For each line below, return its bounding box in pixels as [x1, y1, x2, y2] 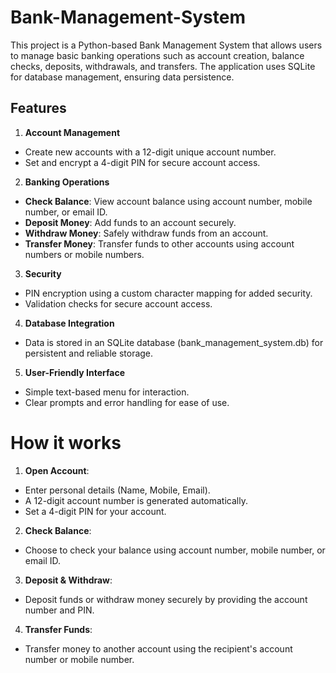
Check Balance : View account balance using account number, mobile [24, 195, 313, 207]
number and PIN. [24, 604, 95, 616]
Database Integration [24, 317, 115, 329]
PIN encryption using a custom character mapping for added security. [24, 287, 313, 299]
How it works [10, 431, 122, 454]
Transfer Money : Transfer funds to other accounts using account [24, 237, 295, 250]
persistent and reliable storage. [24, 347, 154, 359]
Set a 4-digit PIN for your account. [24, 505, 167, 517]
